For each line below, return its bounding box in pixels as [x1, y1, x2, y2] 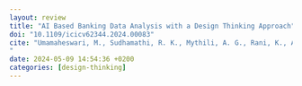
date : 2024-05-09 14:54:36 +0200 [9, 55, 135, 64]
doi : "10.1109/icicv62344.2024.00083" [9, 30, 155, 39]
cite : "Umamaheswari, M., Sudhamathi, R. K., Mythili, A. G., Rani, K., [9, 38, 288, 47]
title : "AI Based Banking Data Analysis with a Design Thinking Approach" [9, 21, 296, 30]
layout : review [9, 13, 67, 22]
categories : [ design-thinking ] [9, 64, 127, 73]
